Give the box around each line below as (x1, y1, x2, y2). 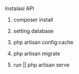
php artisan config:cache (13, 39, 74, 45)
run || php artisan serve (13, 61, 70, 68)
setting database (13, 27, 54, 34)
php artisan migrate (13, 50, 60, 57)
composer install (13, 16, 53, 23)
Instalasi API (5, 5, 35, 12)
